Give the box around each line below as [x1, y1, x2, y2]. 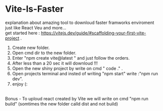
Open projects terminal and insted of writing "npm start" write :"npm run [12, 70, 158, 76]
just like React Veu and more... [5, 24, 67, 30]
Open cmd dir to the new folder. [12, 50, 77, 56]
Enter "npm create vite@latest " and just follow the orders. [12, 55, 130, 61]
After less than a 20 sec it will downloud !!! [12, 60, 98, 66]
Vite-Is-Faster [5, 3, 64, 15]
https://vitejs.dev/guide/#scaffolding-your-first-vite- [41, 30, 146, 36]
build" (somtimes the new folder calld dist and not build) [5, 101, 118, 107]
